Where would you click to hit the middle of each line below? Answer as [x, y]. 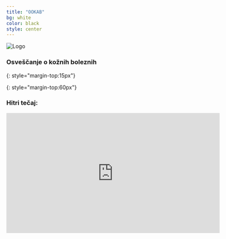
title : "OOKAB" [26, 12]
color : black [23, 23]
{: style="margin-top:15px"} [41, 75]
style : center [24, 29]
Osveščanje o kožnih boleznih [51, 62]
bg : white [19, 18]
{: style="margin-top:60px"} [42, 87]
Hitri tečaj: [22, 103]
